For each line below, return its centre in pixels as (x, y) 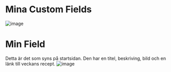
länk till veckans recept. (30, 64)
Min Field (25, 44)
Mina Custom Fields (49, 9)
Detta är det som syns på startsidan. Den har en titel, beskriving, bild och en (85, 58)
